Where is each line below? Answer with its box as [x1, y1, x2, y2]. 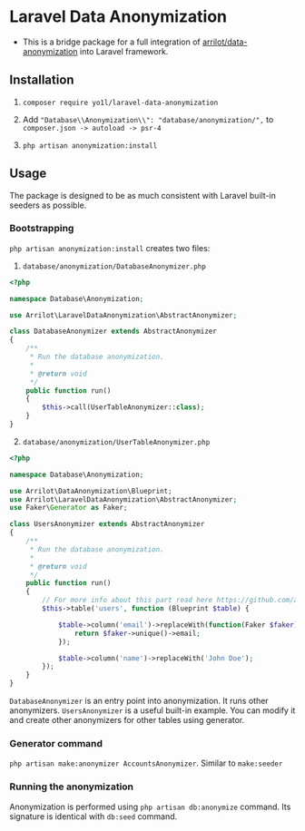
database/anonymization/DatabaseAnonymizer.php [22, 261, 206, 271]
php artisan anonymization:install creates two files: [9, 242, 211, 253]
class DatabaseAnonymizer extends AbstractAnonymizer [9, 327, 218, 337]
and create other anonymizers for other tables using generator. [9, 715, 245, 726]
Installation [9, 73, 74, 88]
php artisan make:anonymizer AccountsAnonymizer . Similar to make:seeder [9, 758, 283, 768]
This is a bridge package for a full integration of [22, 36, 202, 47]
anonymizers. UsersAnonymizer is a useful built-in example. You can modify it [9, 705, 296, 716]
